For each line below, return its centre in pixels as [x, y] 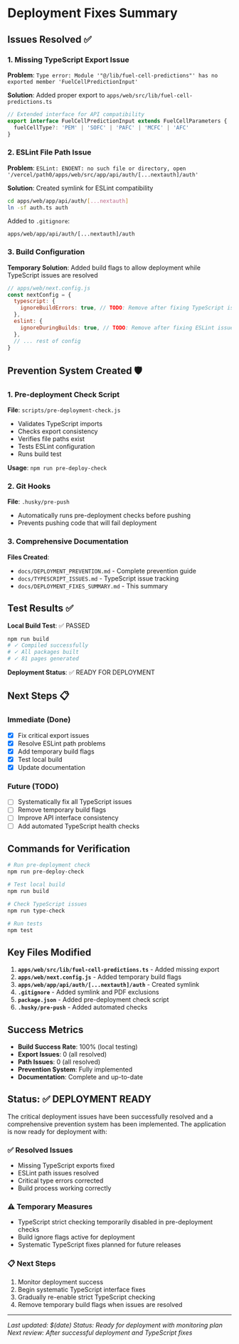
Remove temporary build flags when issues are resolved [100, 1304]
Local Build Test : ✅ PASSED [49, 625]
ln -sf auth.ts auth [38, 208]
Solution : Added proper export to [56, 95]
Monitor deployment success [60, 1281]
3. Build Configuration [46, 252]
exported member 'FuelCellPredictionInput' [73, 82]
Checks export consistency [58, 431]
